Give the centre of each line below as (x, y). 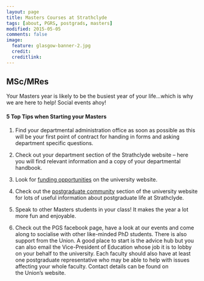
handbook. (29, 168)
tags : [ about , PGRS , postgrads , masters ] (59, 23)
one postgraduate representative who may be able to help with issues (102, 260)
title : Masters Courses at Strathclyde (57, 18)
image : (15, 40)
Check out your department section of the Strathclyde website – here (102, 155)
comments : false (27, 35)
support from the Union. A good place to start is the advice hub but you (104, 240)
